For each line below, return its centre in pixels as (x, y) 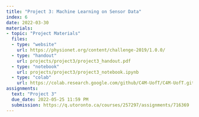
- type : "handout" (34, 56)
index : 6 (17, 17)
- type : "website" (34, 45)
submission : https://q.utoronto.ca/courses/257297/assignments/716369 (100, 105)
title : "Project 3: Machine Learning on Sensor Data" (74, 12)
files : (20, 39)
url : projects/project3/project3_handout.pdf (74, 61)
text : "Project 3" (34, 94)
